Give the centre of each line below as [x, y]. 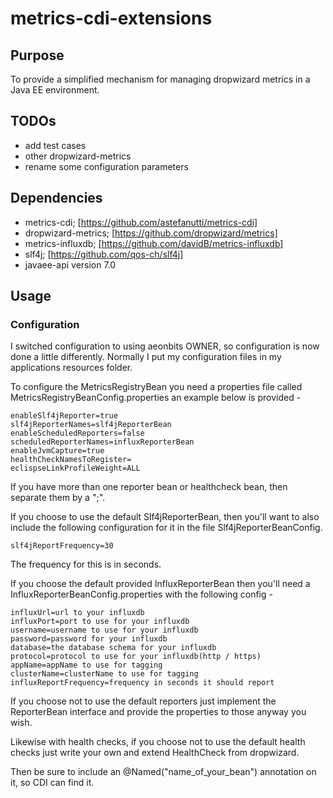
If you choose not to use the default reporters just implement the [143, 701]
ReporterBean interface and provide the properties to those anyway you [158, 712]
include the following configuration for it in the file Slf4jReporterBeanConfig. [166, 528]
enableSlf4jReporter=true [64, 416]
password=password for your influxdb [89, 639]
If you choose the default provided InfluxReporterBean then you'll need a [160, 584]
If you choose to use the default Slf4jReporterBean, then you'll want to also [165, 517]
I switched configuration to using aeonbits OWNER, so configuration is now [165, 346]
